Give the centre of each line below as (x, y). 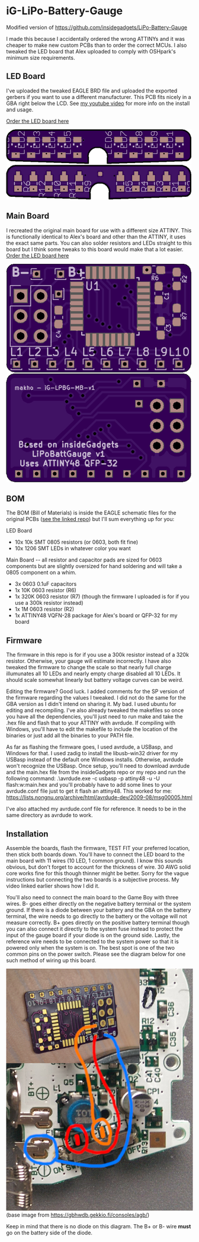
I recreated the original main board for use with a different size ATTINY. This (99, 230)
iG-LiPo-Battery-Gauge (65, 11)
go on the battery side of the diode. (49, 1233)
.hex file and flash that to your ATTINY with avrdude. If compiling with (91, 723)
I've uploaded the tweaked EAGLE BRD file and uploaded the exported (92, 91)
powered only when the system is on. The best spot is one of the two (90, 948)
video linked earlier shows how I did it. (53, 886)
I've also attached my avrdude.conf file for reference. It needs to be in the (96, 809)
